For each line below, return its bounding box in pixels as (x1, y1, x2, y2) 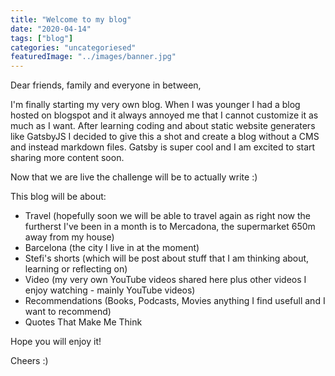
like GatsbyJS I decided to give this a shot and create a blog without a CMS (10, 131, 320, 143)
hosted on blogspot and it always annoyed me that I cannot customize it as (10, 109, 319, 121)
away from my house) (24, 231, 115, 243)
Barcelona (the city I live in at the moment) (24, 242, 200, 254)
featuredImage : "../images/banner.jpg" (10, 52, 177, 62)
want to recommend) (24, 306, 112, 318)
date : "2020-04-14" (10, 24, 92, 34)
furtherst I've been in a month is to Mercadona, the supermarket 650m (24, 221, 316, 233)
